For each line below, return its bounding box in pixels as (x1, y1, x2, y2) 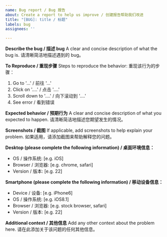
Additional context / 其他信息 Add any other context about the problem (5, 220, 155, 226)
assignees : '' (5, 27, 36, 32)
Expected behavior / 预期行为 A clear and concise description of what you (5, 110, 162, 116)
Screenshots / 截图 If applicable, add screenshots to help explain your (5, 127, 153, 133)
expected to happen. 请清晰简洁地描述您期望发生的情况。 (5, 116, 126, 123)
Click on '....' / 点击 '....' (12, 86, 60, 92)
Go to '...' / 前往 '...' (12, 80, 52, 86)
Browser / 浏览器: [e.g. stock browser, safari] (12, 203, 107, 209)
